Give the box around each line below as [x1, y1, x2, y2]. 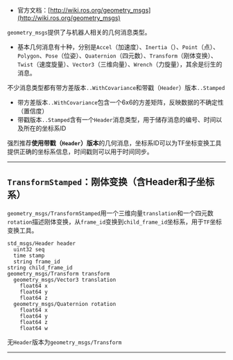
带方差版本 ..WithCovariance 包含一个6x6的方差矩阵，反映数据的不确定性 [17, 98, 224, 106]
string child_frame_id [7, 264, 73, 271]
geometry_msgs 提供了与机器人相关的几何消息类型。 [7, 28, 151, 36]
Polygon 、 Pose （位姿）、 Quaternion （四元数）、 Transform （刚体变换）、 [17, 51, 217, 60]
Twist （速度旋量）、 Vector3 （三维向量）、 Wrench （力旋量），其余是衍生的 [17, 60, 223, 68]
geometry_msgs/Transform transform [7, 270, 110, 277]
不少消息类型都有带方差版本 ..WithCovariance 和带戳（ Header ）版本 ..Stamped [7, 84, 225, 91]
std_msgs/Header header [7, 240, 76, 247]
